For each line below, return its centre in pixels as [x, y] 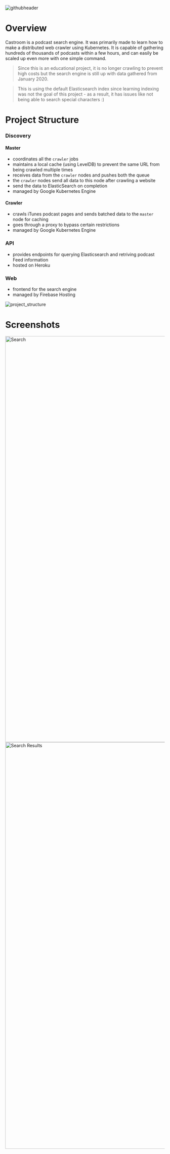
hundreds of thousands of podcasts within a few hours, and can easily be [82, 53]
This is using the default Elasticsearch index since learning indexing [88, 89]
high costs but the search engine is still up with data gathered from [87, 73]
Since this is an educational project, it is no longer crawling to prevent [90, 68]
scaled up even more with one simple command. [56, 58]
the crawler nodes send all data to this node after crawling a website [84, 181]
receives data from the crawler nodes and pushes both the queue [81, 175]
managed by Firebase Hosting [44, 295]
